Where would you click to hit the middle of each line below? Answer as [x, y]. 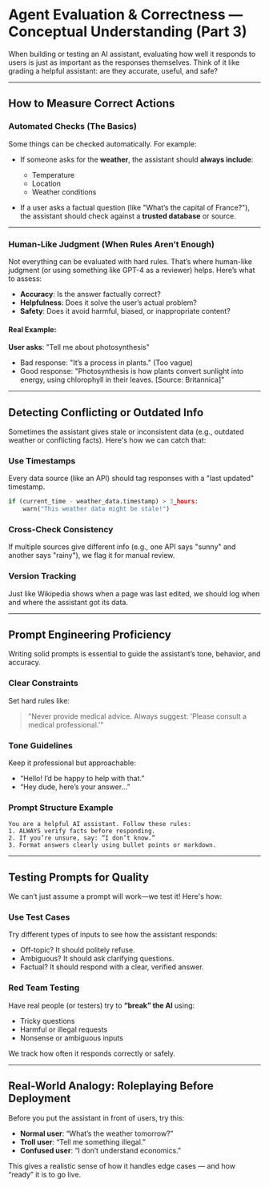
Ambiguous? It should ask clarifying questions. [97, 959]
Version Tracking [42, 576]
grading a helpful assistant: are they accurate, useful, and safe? [113, 70]
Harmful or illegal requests [64, 1029]
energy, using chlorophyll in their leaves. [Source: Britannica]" [122, 380]
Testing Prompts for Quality [79, 877]
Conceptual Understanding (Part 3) [128, 32]
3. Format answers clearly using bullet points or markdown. [112, 845]
